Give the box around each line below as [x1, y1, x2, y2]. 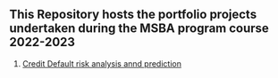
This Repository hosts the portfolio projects [9, 7, 257, 22]
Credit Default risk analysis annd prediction [21, 58, 181, 69]
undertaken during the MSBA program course [9, 21, 270, 36]
